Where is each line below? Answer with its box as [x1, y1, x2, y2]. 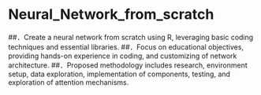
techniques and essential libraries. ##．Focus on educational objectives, [8, 42, 244, 52]
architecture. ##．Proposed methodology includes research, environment [8, 60, 248, 70]
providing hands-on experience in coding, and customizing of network [8, 51, 237, 60]
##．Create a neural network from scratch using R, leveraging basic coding [8, 32, 254, 42]
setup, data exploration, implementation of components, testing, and [8, 69, 231, 79]
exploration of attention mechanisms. [8, 77, 129, 87]
